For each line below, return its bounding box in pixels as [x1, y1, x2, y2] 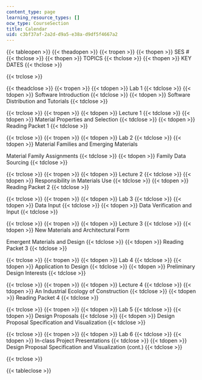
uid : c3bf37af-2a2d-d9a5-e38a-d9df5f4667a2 [6, 32, 118, 38]
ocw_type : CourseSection [6, 20, 69, 26]
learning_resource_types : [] [6, 15, 80, 21]
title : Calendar [6, 26, 47, 32]
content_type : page [6, 9, 56, 15]
